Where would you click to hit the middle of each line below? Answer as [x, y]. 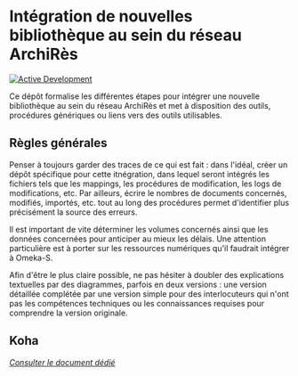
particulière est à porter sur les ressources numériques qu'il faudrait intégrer [149, 248]
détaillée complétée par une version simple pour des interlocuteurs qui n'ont [149, 294]
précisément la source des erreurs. [73, 212]
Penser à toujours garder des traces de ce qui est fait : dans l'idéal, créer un [149, 164]
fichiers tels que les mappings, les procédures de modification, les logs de [145, 184]
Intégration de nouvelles [101, 16]
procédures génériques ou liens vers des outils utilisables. [116, 115]
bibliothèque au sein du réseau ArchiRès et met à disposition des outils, [140, 105]
